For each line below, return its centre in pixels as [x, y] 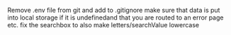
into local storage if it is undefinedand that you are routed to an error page [115, 17]
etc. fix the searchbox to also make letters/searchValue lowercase [103, 25]
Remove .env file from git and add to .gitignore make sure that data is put [114, 10]
